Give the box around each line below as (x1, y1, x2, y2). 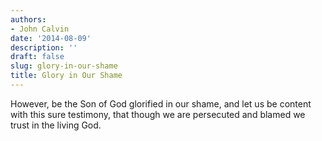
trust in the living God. (10, 119, 102, 131)
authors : (10, 14, 47, 25)
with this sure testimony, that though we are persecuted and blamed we (10, 108, 306, 120)
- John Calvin (10, 24, 70, 34)
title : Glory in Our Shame (10, 71, 123, 81)
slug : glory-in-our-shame (10, 61, 118, 71)
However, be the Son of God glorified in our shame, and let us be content (10, 97, 312, 110)
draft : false (10, 52, 65, 62)
